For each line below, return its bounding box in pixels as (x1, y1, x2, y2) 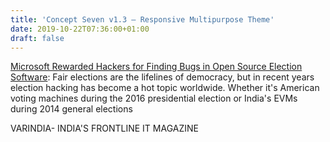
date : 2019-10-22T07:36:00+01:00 (10, 24, 150, 34)
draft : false (10, 33, 65, 43)
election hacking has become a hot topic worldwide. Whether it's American (10, 82, 320, 94)
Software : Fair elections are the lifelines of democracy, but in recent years (10, 71, 315, 83)
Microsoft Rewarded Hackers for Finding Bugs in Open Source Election (10, 61, 303, 73)
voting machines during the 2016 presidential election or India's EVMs (10, 92, 298, 105)
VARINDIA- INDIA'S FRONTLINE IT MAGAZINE (10, 122, 199, 135)
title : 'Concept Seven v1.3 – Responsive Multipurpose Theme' (10, 14, 275, 25)
